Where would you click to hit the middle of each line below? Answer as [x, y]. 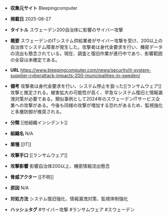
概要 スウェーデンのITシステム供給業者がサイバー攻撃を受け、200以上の [86, 41]
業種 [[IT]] [21, 144]
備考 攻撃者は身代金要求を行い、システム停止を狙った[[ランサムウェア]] [86, 86]
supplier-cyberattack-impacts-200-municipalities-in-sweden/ [75, 75]
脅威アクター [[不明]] [32, 177]
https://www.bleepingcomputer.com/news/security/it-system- [86, 70]
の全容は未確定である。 [35, 60]
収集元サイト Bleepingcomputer [44, 8]
